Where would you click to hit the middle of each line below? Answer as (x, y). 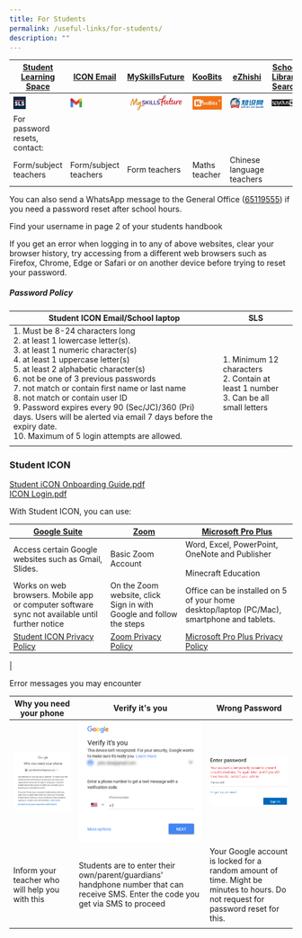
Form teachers (154, 170)
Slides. (26, 568)
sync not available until (56, 614)
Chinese (245, 160)
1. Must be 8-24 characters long (74, 331)
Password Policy (41, 293)
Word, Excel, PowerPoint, (232, 545)
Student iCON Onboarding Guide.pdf (77, 485)
